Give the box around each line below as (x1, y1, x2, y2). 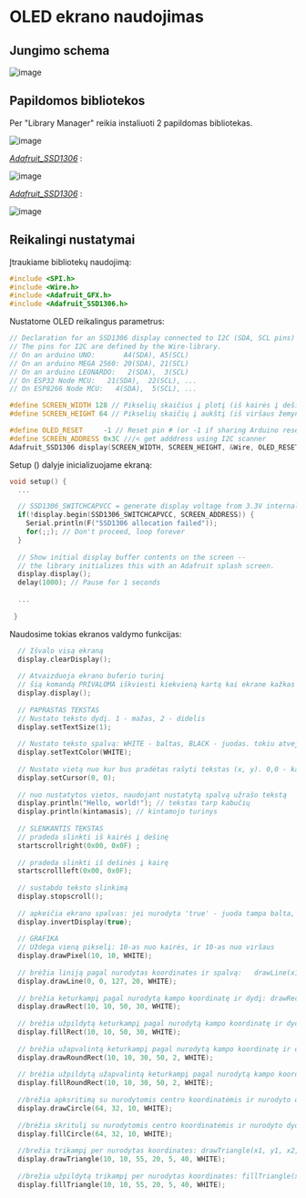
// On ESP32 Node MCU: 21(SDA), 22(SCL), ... (9, 376, 198, 385)
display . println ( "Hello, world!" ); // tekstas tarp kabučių (17, 799, 250, 808)
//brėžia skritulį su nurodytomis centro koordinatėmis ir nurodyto (17, 1121, 283, 1130)
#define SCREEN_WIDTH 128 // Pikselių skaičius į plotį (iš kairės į (9, 401, 280, 410)
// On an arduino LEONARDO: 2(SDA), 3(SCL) (9, 367, 189, 377)
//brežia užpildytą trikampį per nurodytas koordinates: (17, 1172, 239, 1181)
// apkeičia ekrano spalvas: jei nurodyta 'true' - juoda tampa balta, (17, 909, 296, 918)
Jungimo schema (9, 43, 110, 58)
